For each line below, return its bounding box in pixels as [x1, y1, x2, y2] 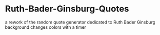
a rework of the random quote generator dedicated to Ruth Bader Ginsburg [5, 19, 156, 25]
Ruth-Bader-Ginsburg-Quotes [5, 3, 129, 14]
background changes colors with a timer [5, 24, 86, 30]
